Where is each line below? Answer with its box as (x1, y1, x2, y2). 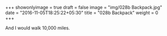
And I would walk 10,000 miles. (5, 25, 70, 31)
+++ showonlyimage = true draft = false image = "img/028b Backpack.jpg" (5, 5, 162, 10)
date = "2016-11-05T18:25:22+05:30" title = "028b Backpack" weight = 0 (5, 10, 158, 16)
